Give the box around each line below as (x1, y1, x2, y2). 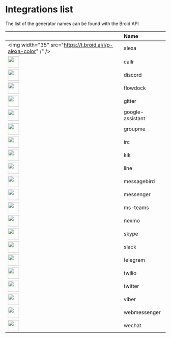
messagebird (124, 178, 155, 185)
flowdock (124, 84, 146, 92)
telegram (124, 257, 145, 264)
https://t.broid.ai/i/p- (63, 41, 113, 48)
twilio (124, 269, 137, 277)
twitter (124, 283, 139, 290)
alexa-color (8, 48, 37, 55)
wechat (124, 322, 141, 329)
